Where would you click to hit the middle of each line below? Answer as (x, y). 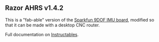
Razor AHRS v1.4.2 (34, 8)
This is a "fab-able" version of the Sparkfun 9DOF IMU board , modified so (80, 20)
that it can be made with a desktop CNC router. (53, 25)
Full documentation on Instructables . (42, 34)
